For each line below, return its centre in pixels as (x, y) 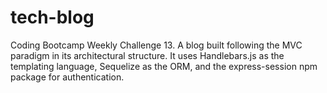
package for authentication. (67, 77)
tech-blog (52, 17)
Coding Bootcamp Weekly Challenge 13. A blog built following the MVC (156, 45)
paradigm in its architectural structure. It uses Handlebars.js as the (147, 55)
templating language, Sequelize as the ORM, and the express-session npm (164, 66)
